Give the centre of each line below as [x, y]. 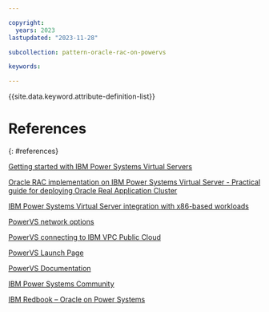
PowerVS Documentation [50, 269]
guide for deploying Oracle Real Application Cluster [93, 191]
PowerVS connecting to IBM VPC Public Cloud [85, 237]
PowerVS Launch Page [46, 253]
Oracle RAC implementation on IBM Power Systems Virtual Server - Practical [134, 182]
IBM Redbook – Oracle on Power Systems [77, 300]
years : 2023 [36, 30]
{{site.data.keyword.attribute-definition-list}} [82, 96]
